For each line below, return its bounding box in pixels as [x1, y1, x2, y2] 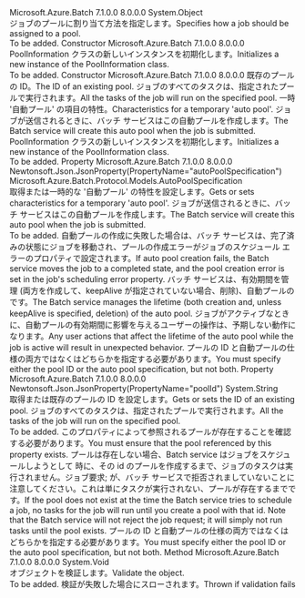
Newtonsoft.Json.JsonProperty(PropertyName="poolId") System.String [9, 383, 279, 393]
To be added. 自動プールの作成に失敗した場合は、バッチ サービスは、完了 [9, 230, 287, 240]
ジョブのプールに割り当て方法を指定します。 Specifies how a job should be [9, 18, 290, 28]
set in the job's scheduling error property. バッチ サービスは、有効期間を [9, 274, 282, 284]
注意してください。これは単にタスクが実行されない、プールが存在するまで [9, 483, 289, 493]
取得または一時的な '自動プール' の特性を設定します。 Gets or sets [9, 187, 255, 197]
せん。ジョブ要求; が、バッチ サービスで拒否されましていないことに [40, 471, 295, 482]
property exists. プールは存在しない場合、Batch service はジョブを [9, 449, 260, 460]
